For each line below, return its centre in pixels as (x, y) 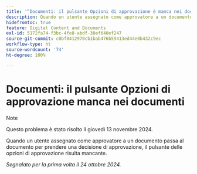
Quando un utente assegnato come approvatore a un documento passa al (95, 141)
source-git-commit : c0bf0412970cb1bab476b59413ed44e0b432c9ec (84, 39)
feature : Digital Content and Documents (56, 28)
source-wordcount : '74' (35, 50)
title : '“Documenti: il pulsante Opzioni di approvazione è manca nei (94, 11)
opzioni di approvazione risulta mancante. (57, 153)
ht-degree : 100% (26, 55)
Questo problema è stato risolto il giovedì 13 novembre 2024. (80, 129)
